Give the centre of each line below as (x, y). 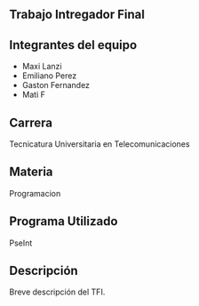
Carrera (31, 122)
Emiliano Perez (49, 76)
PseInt (21, 243)
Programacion (35, 193)
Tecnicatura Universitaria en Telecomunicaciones (99, 144)
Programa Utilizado (64, 221)
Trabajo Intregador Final (77, 15)
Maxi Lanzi (42, 67)
